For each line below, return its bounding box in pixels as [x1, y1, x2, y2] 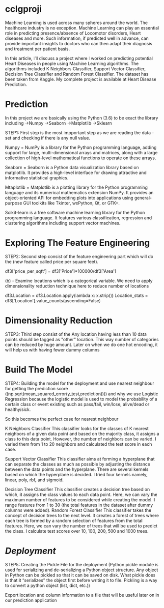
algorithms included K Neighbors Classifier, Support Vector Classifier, [5, 65, 146, 72]
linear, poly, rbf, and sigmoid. [5, 477, 64, 483]
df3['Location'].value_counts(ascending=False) [5, 297, 101, 303]
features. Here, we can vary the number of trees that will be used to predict [5, 522, 158, 529]
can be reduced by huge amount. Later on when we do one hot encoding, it [5, 342, 158, 347]
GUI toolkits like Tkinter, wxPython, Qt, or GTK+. [23, 200, 120, 206]
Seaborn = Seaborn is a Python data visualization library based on [5, 164, 139, 170]
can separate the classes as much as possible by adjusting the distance [5, 461, 151, 467]
